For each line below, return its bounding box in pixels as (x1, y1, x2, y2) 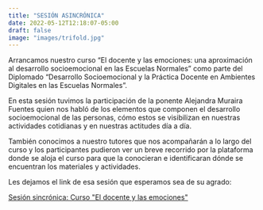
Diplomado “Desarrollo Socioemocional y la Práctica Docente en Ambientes (8, 72, 256, 82)
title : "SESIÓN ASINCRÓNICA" (8, 11, 105, 20)
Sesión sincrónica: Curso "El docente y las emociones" (8, 193, 188, 202)
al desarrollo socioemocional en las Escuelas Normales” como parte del (8, 64, 243, 74)
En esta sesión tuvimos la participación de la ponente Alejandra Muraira (8, 96, 243, 105)
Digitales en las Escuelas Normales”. (8, 81, 127, 90)
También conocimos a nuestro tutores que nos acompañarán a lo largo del (8, 136, 252, 147)
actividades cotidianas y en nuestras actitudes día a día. (8, 121, 192, 131)
